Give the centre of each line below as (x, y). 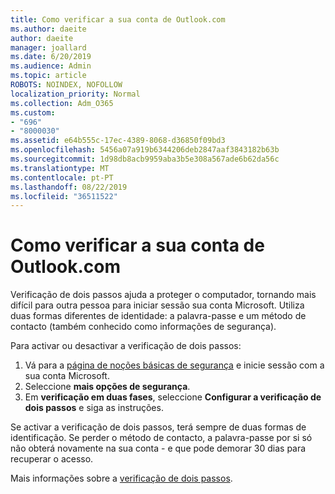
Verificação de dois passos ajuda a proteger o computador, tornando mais (163, 295)
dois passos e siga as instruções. (94, 408)
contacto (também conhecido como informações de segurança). (143, 327)
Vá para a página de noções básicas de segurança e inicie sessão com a (174, 365)
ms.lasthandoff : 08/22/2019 (69, 187)
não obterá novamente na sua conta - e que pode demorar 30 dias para (158, 448)
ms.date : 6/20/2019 (51, 57)
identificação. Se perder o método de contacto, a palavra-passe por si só (161, 438)
